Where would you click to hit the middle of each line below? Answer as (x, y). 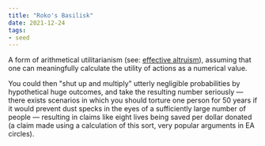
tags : (17, 30)
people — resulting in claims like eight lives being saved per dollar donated (130, 117)
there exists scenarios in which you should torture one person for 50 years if (133, 100)
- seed (19, 37)
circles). (21, 134)
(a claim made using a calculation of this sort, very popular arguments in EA (131, 125)
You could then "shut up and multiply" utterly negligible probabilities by (124, 84)
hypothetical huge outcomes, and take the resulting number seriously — (126, 92)
